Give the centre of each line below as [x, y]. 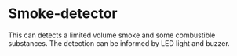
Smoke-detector [63, 14]
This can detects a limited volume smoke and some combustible [112, 35]
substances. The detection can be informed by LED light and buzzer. [119, 43]
